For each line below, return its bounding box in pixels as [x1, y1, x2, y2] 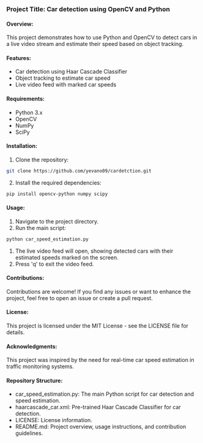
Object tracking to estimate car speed [15, 74, 111, 82]
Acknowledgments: [6, 342, 57, 350]
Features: [6, 54, 32, 61]
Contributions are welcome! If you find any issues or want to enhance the [6, 288, 191, 295]
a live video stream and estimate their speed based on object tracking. [6, 40, 184, 48]
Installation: [6, 142, 38, 150]
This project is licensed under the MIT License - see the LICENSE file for [6, 322, 188, 329]
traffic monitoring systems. [6, 363, 75, 370]
